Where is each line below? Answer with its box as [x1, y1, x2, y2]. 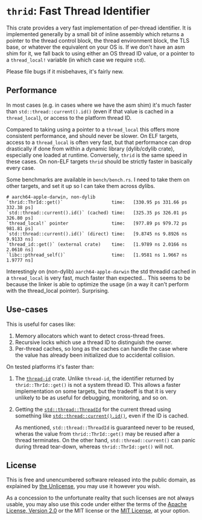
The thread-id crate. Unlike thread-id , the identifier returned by [14, 375, 174, 382]
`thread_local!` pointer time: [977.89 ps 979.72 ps [6, 220, 188, 227]
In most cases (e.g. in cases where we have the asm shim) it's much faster [6, 101, 192, 108]
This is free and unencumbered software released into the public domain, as [6, 476, 196, 483]
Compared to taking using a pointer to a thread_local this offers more [6, 125, 180, 133]
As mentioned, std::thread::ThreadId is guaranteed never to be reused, [14, 424, 195, 431]
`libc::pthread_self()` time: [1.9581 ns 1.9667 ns [6, 252, 188, 258]
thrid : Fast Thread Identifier [6, 4, 151, 18]
